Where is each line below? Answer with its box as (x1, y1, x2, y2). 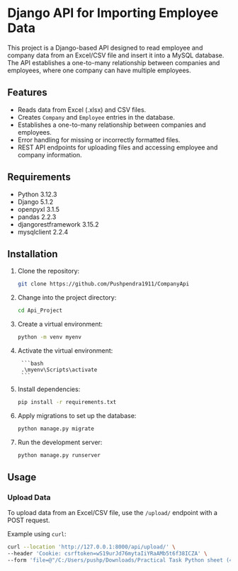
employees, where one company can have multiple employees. (7, 66, 191, 74)
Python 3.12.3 (17, 190, 57, 198)
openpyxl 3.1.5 (17, 205, 60, 213)
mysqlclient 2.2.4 (17, 227, 69, 236)
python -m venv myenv (17, 334, 81, 341)
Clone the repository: (17, 267, 80, 276)
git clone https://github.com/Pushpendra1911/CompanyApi (17, 281, 190, 288)
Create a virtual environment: (17, 320, 103, 329)
